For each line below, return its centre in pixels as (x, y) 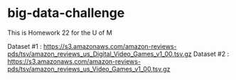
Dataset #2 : (211, 54)
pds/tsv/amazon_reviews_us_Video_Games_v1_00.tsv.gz (89, 69)
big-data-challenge (66, 13)
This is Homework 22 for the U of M (60, 33)
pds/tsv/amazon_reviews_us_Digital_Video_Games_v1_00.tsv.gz (100, 54)
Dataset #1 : (25, 46)
